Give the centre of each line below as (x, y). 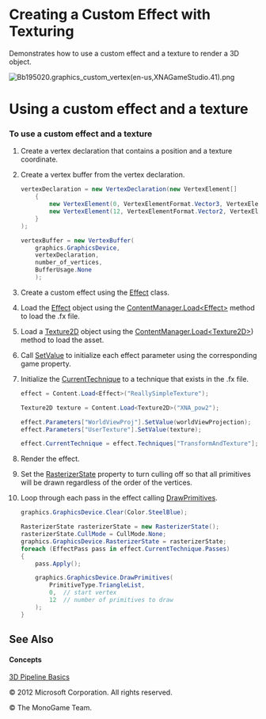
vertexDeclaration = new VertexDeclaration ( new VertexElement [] (129, 189)
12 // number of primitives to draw (111, 600)
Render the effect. (50, 459)
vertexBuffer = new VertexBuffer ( (77, 240)
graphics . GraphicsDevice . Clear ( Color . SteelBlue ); (104, 512)
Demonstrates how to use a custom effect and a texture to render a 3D (124, 53)
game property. (46, 363)
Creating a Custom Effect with (110, 15)
